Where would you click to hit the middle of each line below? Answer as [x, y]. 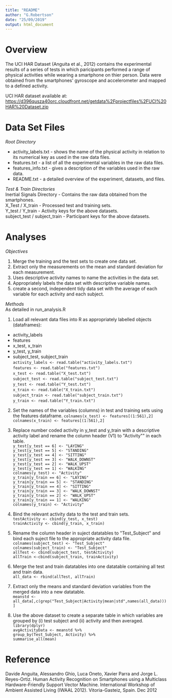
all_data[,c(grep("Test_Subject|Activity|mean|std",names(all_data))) [90, 601]
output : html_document [29, 24]
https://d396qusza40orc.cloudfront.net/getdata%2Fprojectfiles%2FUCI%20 [86, 101]
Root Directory [20, 142]
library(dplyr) [29, 626]
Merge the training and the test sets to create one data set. [75, 261]
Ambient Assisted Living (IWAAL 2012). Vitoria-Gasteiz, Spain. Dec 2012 [81, 690]
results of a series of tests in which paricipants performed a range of [78, 69]
